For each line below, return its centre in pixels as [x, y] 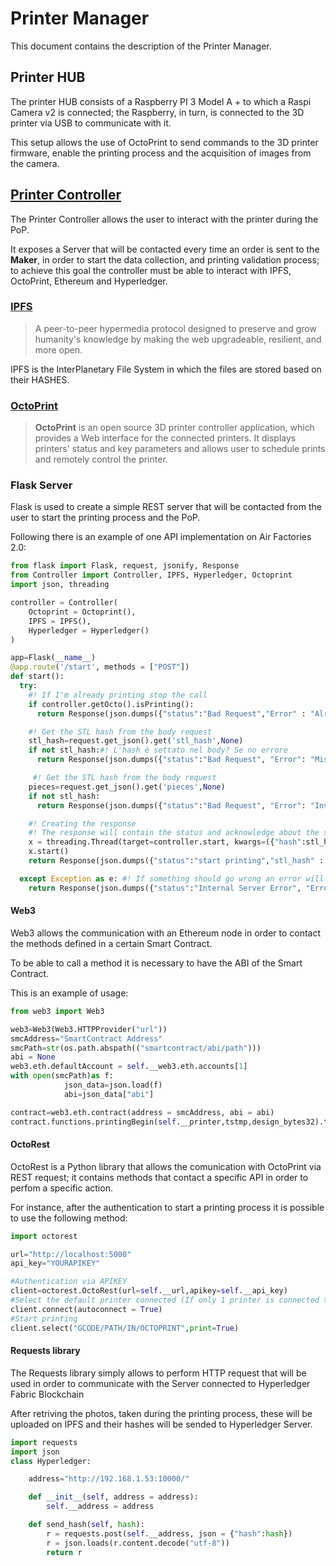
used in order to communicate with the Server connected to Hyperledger [160, 1383]
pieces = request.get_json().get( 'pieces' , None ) [127, 787]
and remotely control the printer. [101, 459]
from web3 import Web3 [57, 1011]
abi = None [33, 1057]
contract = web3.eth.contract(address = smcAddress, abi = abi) [142, 1112]
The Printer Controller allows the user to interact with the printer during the [164, 219]
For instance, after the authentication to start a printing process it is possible [167, 1207]
